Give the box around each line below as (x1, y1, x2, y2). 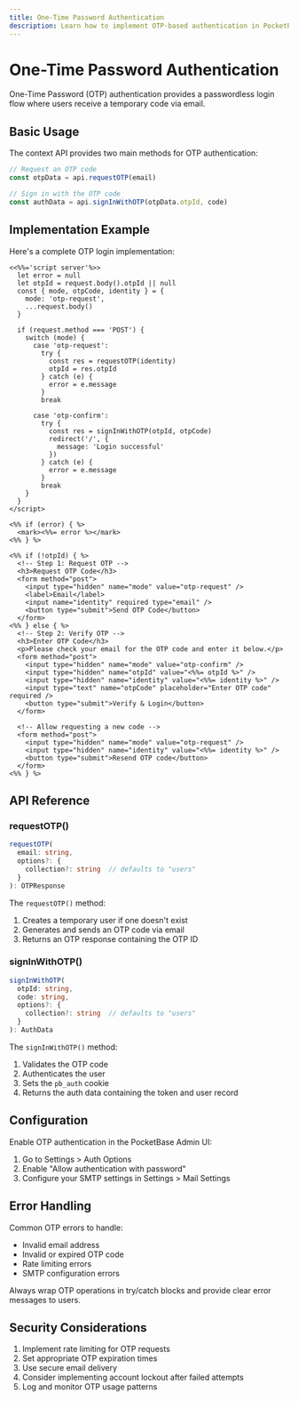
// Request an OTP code (9, 165, 98, 174)
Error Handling (9, 1198, 91, 1214)
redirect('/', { (48, 434, 109, 443)
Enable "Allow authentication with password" (21, 1163, 186, 1174)
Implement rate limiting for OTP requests (21, 1344, 171, 1355)
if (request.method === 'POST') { (17, 326, 145, 334)
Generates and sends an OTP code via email (21, 924, 184, 935)
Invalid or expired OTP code (21, 1249, 124, 1260)
